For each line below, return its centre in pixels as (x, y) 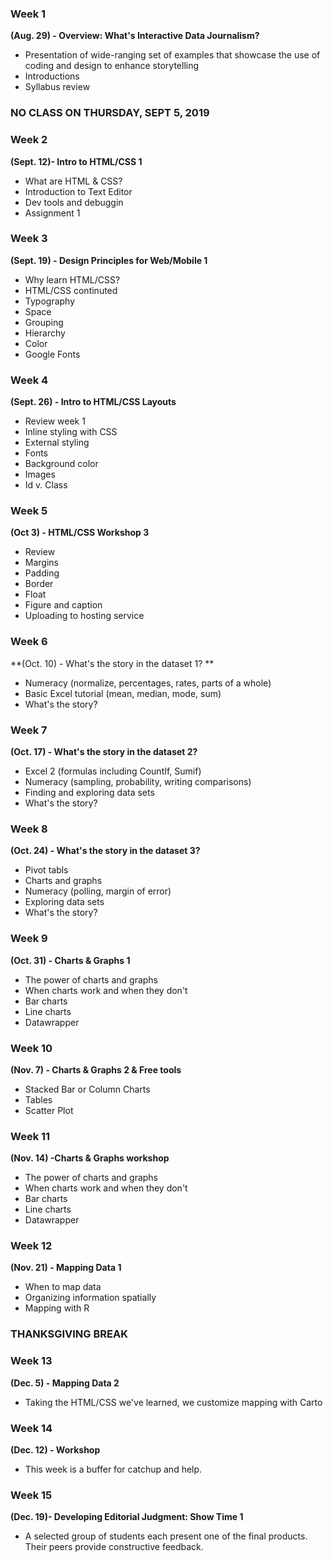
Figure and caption (63, 605)
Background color (61, 464)
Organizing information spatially (90, 1298)
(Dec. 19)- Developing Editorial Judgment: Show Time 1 (127, 1517)
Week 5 (29, 511)
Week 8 (29, 829)
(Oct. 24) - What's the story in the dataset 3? (105, 851)
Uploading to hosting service (84, 616)
